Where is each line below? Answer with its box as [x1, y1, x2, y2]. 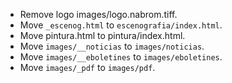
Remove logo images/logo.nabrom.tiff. [19, 9, 178, 20]
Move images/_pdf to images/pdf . [19, 62, 156, 73]
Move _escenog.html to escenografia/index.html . [19, 19, 223, 31]
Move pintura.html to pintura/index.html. [19, 30, 186, 41]
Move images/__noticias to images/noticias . [19, 40, 205, 52]
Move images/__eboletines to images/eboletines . [19, 51, 223, 63]
